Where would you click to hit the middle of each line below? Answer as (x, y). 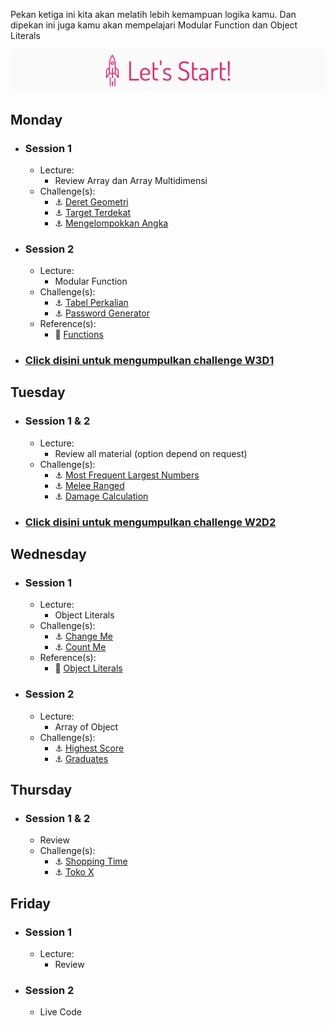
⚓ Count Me (80, 647)
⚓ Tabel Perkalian (91, 303)
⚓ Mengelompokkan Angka (111, 223)
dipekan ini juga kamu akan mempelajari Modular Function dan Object (154, 25)
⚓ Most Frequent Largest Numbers (127, 475)
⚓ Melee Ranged (89, 485)
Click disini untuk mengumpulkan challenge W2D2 (150, 522)
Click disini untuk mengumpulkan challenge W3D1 (149, 361)
